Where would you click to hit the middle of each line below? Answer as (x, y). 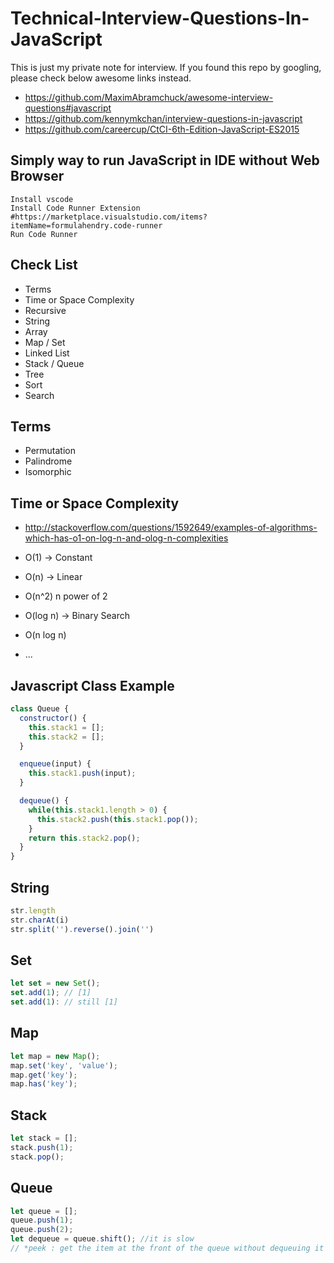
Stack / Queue (54, 363)
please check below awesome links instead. (101, 78)
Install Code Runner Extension (75, 208)
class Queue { (40, 709)
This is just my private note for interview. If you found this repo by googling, (166, 67)
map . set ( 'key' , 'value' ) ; (64, 1065)
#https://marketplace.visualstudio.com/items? (109, 217)
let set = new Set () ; (55, 983)
